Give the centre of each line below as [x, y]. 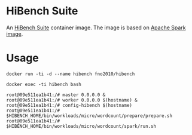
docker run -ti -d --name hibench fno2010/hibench [71, 74]
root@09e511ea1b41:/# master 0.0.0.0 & [56, 95]
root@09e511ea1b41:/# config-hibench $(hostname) [69, 105]
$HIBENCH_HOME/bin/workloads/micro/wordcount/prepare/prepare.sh [89, 116]
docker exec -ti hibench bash [44, 84]
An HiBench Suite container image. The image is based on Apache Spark [96, 27]
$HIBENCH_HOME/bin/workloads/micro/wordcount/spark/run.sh [81, 126]
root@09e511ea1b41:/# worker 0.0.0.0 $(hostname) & [72, 100]
